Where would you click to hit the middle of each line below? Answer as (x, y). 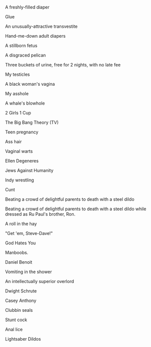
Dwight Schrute (21, 291)
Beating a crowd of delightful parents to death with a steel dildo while (76, 209)
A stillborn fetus (21, 46)
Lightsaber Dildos (23, 339)
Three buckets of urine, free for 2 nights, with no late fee (63, 65)
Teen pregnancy (22, 132)
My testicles (18, 74)
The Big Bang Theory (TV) (32, 122)
